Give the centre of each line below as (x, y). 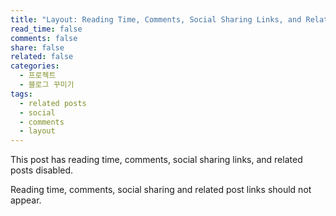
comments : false (44, 38)
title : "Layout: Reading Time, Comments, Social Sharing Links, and (156, 19)
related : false (42, 57)
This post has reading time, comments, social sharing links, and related (156, 160)
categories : (35, 66)
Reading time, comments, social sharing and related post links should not (161, 190)
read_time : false (46, 29)
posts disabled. (42, 170)
